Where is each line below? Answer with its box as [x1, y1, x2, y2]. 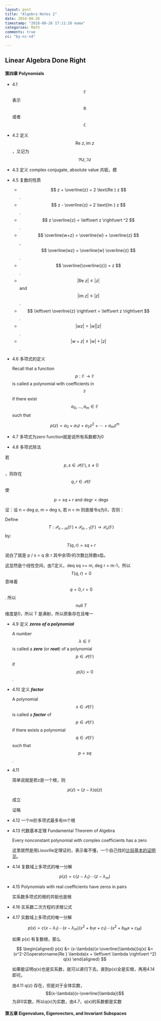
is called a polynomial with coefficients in [12, 381, 94, 387]
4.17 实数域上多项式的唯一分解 [12, 914, 72, 920]
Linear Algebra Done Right [5, 56, 86, 64]
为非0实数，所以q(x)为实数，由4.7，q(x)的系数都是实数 [12, 998, 122, 1004]
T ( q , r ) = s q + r [67, 542, 96, 548]
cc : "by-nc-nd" [5, 34, 36, 39]
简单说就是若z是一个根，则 [12, 777, 66, 783]
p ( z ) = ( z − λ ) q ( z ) [67, 786, 102, 793]
